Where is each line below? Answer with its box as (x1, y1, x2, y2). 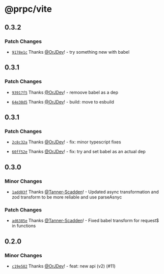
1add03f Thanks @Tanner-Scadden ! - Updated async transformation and (11, 189, 159, 195)
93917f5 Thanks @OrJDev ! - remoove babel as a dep (11, 89, 118, 95)
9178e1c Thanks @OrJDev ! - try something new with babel (11, 49, 130, 55)
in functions (11, 223, 36, 229)
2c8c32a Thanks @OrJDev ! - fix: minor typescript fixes (11, 139, 121, 145)
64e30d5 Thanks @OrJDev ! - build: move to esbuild (11, 99, 114, 104)
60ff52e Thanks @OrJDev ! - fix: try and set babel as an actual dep (11, 149, 146, 155)
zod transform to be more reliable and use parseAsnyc (11, 194, 122, 200)
